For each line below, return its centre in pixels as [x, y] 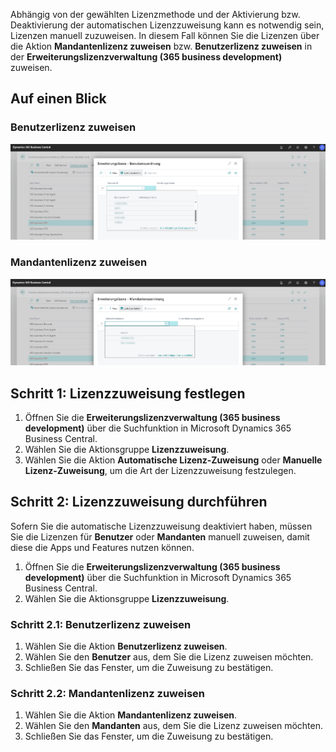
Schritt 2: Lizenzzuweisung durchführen [139, 502]
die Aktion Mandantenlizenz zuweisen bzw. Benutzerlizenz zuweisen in [161, 46]
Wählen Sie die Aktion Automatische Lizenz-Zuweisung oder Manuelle [173, 460]
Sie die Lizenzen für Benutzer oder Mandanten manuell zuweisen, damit [160, 536]
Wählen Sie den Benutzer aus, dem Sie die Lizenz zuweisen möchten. [169, 657]
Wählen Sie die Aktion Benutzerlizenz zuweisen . [126, 646]
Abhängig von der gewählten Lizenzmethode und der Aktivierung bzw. [155, 14]
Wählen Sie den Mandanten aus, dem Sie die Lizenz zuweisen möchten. [174, 726]
